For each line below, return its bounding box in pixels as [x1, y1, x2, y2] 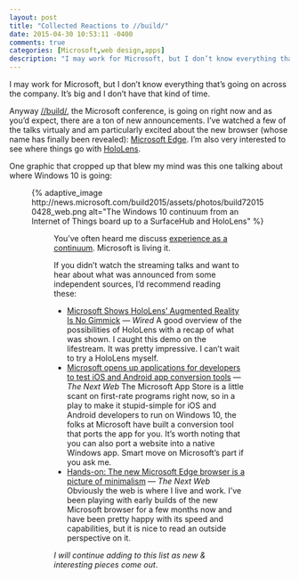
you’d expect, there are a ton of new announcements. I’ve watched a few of [9, 115, 287, 126]
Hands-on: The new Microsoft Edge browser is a [66, 467, 246, 477]
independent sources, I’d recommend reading [53, 279, 221, 289]
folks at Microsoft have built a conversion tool [66, 420, 234, 429]
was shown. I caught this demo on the [66, 334, 206, 344]
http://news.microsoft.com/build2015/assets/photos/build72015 [31, 197, 264, 208]
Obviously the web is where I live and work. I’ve [66, 485, 242, 495]
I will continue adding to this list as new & [53, 550, 206, 560]
